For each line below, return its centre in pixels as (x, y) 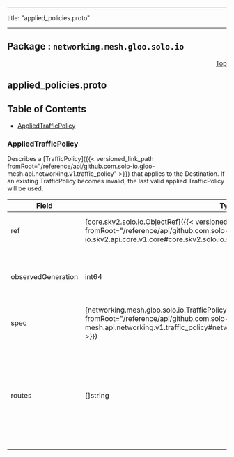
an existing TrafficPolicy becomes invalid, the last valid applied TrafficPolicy (116, 181)
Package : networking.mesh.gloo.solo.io (96, 46)
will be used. (25, 188)
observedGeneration (45, 277)
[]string (97, 396)
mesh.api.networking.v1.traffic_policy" (62, 174)
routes (21, 396)
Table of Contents (47, 109)
